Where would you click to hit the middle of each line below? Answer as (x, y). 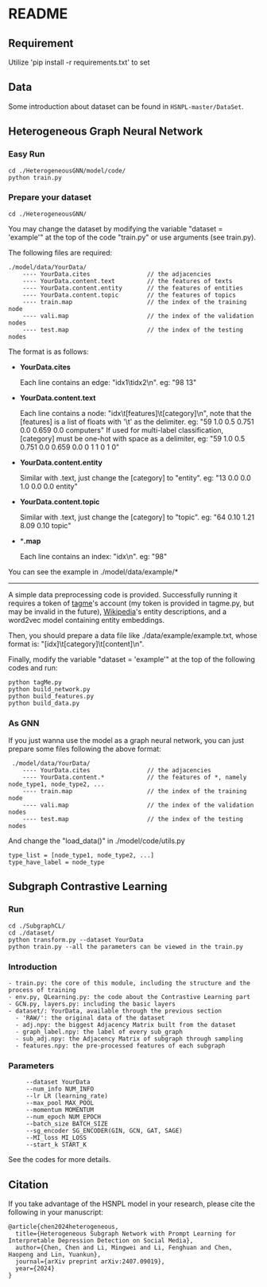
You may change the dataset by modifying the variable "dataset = (116, 228)
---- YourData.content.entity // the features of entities (133, 288)
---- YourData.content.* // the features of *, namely (135, 778)
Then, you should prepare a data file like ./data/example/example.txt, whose (133, 635)
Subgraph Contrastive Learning (88, 887)
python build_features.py (51, 696)
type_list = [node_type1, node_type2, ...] (81, 856)
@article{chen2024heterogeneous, (64, 1227)
